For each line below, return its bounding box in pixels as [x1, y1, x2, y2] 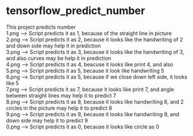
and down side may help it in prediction [6, 42, 101, 49]
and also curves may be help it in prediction [6, 55, 112, 62]
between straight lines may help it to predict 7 [6, 92, 116, 99]
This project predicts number [6, 23, 76, 30]
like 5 [6, 79, 19, 86]
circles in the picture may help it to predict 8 [6, 104, 112, 111]
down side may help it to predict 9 [6, 117, 88, 124]
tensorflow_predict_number [6, 4, 145, 18]
